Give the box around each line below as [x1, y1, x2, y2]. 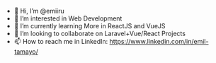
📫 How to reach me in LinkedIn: [13, 38, 108, 45]
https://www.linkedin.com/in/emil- [109, 38, 209, 45]
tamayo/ [13, 47, 39, 56]
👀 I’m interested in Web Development [13, 14, 123, 23]
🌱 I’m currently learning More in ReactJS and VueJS [13, 22, 166, 30]
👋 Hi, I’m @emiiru [13, 7, 65, 15]
